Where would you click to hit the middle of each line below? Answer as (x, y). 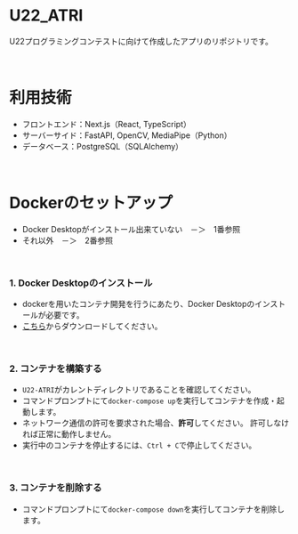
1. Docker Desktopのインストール (81, 283)
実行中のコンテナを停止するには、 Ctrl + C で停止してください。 (139, 445)
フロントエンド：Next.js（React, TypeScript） (106, 124)
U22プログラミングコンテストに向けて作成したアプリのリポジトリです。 (141, 41)
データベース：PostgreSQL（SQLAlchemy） (103, 146)
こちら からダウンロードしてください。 (92, 327)
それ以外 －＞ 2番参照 (68, 240)
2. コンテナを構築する (56, 368)
